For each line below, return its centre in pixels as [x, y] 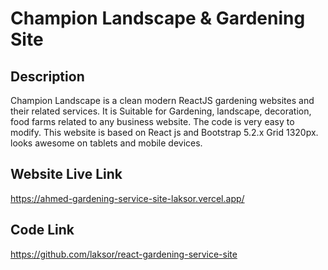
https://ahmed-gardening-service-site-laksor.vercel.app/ [127, 198]
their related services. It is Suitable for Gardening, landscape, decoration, [161, 111]
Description [47, 76]
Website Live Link [66, 174]
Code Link [42, 230]
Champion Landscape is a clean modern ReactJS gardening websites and [162, 100]
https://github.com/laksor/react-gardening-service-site [124, 254]
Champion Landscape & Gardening [158, 18]
